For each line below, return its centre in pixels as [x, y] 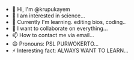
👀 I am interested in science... [48, 16]
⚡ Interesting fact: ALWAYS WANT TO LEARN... [70, 50]
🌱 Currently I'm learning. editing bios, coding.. [69, 22]
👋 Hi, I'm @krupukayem [41, 9]
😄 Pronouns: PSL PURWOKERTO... [55, 44]
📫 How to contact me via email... [53, 35]
